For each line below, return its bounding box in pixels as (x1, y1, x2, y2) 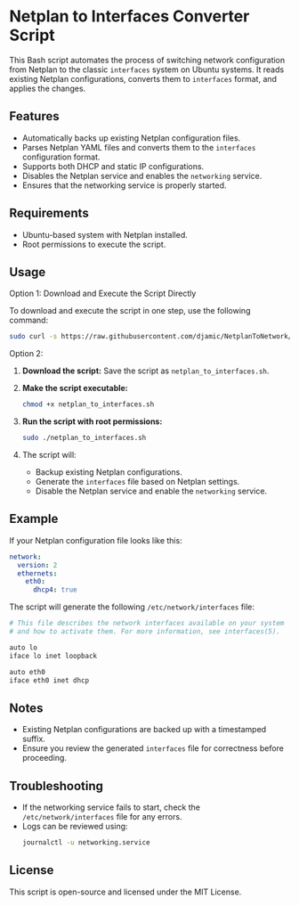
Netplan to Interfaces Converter (9, 6, 250, 27)
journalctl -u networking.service (21, 838, 150, 847)
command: (9, 314, 49, 326)
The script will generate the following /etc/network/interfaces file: (9, 601, 255, 612)
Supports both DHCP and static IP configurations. (21, 160, 205, 171)
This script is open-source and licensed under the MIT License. (9, 886, 242, 897)
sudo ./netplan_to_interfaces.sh (21, 434, 147, 443)
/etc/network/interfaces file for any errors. (21, 812, 182, 822)
